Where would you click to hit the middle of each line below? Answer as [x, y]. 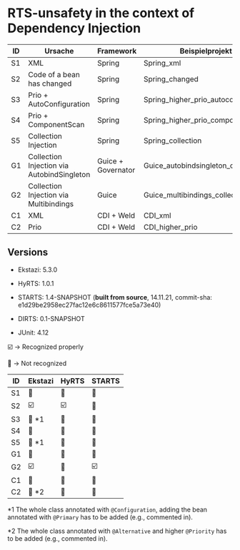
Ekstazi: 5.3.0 [37, 270]
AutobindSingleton [59, 174]
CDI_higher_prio [170, 227]
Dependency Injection [74, 28]
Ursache [59, 51]
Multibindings [51, 203]
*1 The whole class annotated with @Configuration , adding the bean [107, 509]
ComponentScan [56, 124]
